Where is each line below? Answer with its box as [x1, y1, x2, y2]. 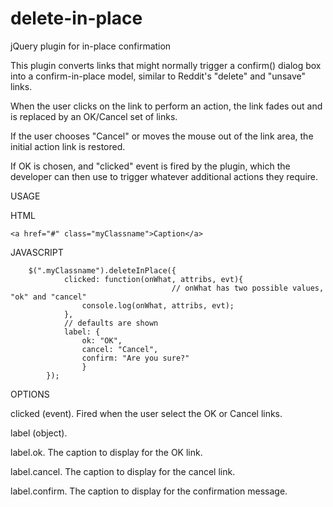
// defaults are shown [63, 318, 159, 328]
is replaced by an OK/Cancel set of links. [10, 110, 178, 122]
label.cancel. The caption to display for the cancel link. [10, 465, 236, 477]
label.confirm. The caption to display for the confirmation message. [10, 485, 288, 497]
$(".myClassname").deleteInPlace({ [28, 265, 177, 276]
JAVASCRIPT [10, 246, 64, 258]
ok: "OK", [81, 335, 123, 346]
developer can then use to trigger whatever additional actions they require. [10, 170, 319, 182]
